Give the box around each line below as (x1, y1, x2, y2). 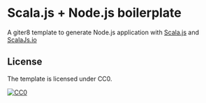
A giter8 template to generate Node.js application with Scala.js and (7, 28, 200, 36)
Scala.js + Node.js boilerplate (7, 5, 182, 21)
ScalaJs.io (7, 35, 37, 43)
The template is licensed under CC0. (7, 74, 113, 83)
